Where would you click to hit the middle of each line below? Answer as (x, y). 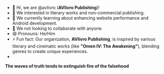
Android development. (35, 23)
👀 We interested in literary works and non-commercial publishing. (78, 13)
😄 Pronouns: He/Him (34, 34)
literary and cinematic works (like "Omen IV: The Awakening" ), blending (86, 46)
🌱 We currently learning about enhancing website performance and (80, 18)
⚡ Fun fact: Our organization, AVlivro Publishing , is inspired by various (84, 39)
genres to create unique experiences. (50, 51)
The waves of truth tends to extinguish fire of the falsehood (67, 66)
